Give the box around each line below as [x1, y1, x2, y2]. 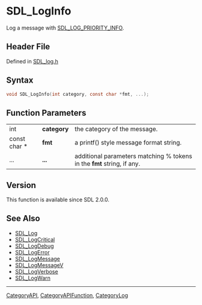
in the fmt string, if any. [74, 160, 141, 168]
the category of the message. [74, 125, 158, 133]
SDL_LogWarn [14, 274, 51, 281]
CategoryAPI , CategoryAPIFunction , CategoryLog [6, 291, 128, 299]
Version [6, 180, 36, 190]
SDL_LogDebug [14, 242, 54, 250]
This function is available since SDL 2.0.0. [6, 196, 110, 203]
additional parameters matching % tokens [74, 152, 192, 160]
